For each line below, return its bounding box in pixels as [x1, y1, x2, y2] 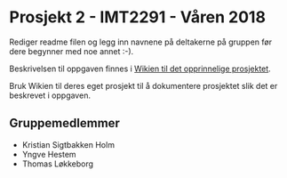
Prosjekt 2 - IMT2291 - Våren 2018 [9, 7, 267, 28]
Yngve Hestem [21, 149, 77, 159]
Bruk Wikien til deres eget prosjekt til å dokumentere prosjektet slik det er [9, 80, 278, 91]
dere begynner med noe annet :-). [9, 45, 134, 56]
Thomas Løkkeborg [21, 158, 94, 169]
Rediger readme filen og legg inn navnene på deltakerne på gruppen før [9, 36, 273, 47]
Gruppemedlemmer [9, 116, 120, 131]
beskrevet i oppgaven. [9, 90, 92, 101]
